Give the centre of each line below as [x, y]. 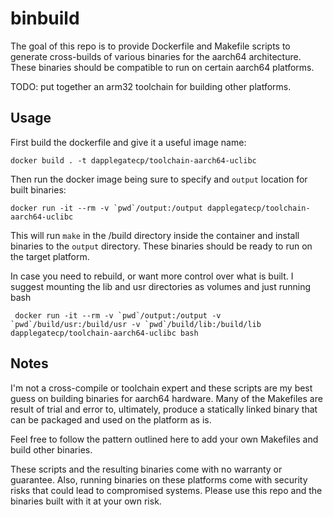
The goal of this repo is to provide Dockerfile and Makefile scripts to [150, 46]
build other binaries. [51, 449]
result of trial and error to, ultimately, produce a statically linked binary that [164, 409]
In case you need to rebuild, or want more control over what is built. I [152, 276]
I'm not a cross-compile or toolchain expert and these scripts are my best [161, 388]
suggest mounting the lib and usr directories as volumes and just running [161, 286]
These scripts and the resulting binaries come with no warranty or [146, 469]
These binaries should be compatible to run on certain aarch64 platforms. [162, 67]
